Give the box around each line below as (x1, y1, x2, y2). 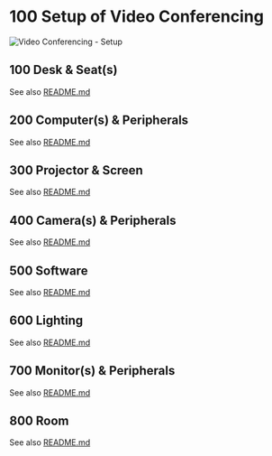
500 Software (9, 263, 88, 278)
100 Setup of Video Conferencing (9, 6, 264, 27)
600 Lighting (9, 313, 84, 329)
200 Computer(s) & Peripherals (9, 113, 189, 128)
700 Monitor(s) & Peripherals (9, 363, 176, 378)
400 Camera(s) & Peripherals (9, 212, 177, 228)
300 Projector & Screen (9, 163, 144, 178)
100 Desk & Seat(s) (9, 62, 118, 78)
